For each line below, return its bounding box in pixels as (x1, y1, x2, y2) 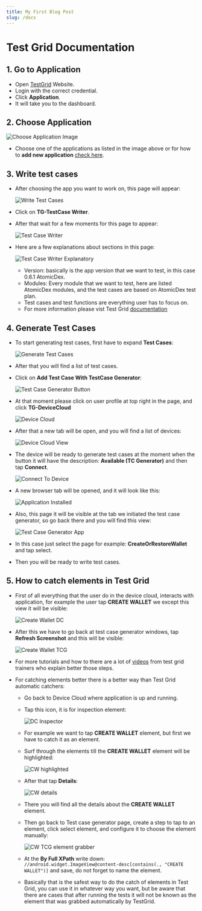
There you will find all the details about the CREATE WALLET (24, 800, 175, 808)
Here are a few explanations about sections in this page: (14, 243, 155, 251)
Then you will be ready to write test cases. (14, 558, 121, 565)
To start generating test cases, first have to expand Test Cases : (14, 339, 174, 346)
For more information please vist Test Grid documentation (24, 306, 168, 313)
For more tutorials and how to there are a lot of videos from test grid (14, 658, 184, 665)
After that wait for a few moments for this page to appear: (14, 220, 159, 227)
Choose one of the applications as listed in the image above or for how (14, 145, 191, 152)
